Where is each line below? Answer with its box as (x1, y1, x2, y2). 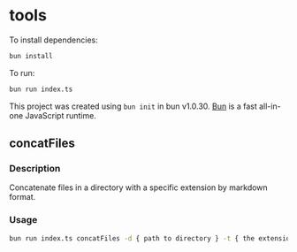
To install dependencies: (9, 34, 99, 45)
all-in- (259, 101, 281, 111)
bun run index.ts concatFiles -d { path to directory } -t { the (9, 233, 255, 243)
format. (9, 192, 36, 202)
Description (9, 163, 61, 174)
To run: (9, 67, 35, 78)
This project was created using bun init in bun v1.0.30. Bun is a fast (9, 101, 258, 111)
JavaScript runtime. (25, 110, 97, 120)
